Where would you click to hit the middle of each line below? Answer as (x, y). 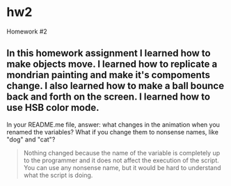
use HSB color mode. (53, 108)
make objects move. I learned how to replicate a (112, 64)
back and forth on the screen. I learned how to (108, 97)
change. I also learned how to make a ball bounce (115, 86)
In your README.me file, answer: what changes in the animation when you (113, 124)
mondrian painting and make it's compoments (108, 75)
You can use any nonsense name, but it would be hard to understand (122, 167)
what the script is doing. (58, 175)
